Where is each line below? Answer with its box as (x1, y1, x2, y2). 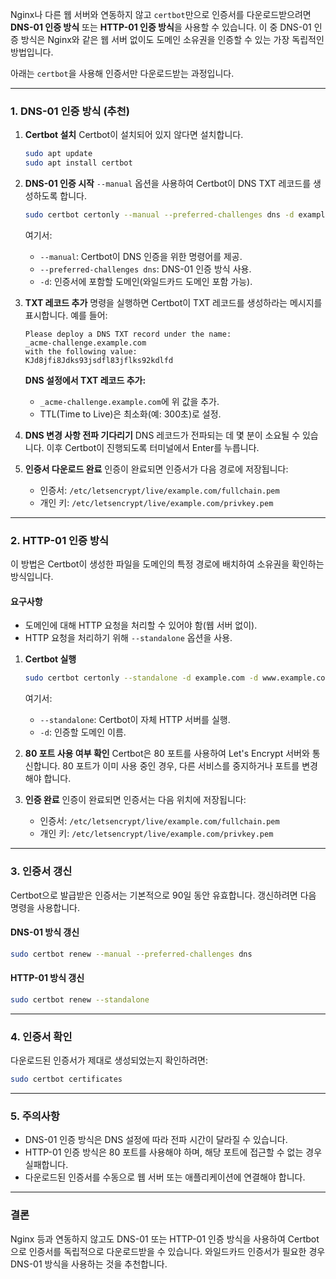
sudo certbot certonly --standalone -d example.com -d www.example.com (24, 673, 330, 683)
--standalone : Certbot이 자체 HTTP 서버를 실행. (39, 714, 231, 726)
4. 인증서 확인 (10, 1029, 73, 1043)
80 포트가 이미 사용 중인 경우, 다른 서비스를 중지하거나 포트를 (62, 760, 300, 772)
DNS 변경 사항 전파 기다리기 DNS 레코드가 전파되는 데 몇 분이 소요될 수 (24, 429, 301, 441)
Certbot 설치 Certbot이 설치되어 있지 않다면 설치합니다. (24, 129, 244, 141)
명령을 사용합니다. (10, 901, 81, 913)
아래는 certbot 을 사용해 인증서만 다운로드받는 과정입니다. (10, 68, 235, 79)
